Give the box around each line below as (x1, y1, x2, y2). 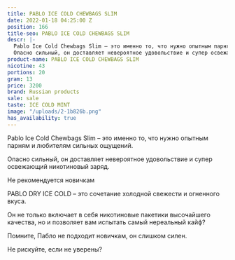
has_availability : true (7, 114, 77, 121)
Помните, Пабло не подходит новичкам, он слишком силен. (7, 231, 187, 240)
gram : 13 (7, 75, 33, 83)
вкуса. (7, 197, 27, 205)
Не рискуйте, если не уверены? (7, 245, 103, 253)
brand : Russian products (7, 88, 80, 95)
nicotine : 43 (7, 62, 45, 69)
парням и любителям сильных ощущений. (7, 141, 134, 149)
